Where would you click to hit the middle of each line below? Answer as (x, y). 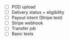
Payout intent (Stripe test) (37, 18)
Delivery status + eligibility (38, 12)
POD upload (23, 7)
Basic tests (22, 34)
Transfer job (24, 29)
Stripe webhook (27, 23)
